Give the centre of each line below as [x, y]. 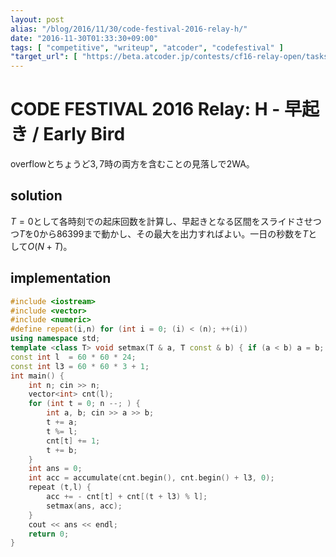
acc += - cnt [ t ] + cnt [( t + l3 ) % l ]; [127, 497]
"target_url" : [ [44, 57]
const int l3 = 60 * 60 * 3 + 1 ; [80, 366]
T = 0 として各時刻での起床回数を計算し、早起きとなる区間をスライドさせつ [166, 221]
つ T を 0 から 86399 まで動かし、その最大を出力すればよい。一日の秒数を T [159, 233]
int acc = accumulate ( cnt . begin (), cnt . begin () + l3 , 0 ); [151, 478]
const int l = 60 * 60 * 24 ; [73, 357]
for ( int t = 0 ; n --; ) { [84, 404]
